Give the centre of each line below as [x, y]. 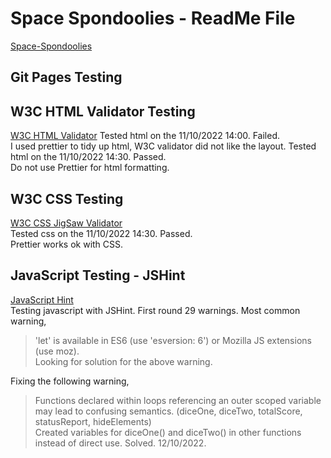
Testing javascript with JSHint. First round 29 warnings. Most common [155, 310]
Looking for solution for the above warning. [123, 361]
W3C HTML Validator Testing [103, 111]
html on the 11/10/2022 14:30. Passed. [88, 157]
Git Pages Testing [66, 77]
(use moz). [57, 351]
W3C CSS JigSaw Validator [66, 223]
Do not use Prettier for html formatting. [90, 168]
